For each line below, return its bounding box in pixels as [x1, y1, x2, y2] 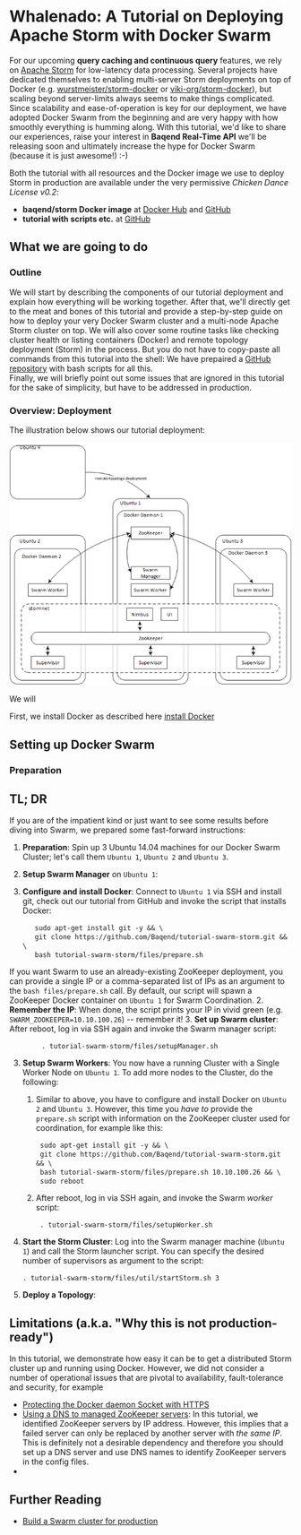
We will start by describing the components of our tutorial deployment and [9, 287, 284, 298]
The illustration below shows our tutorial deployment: [9, 424, 206, 435]
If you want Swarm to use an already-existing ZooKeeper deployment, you [9, 966, 284, 978]
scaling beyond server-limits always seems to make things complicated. [9, 92, 275, 104]
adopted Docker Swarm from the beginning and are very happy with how [9, 112, 279, 123]
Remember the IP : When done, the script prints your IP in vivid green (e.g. [9, 1005, 284, 1015]
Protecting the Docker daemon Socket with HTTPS [21, 1400, 210, 1410]
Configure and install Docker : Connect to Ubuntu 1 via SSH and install [21, 886, 282, 897]
